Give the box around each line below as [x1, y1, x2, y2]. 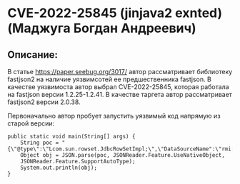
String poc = [20, 139, 59, 146]
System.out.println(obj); [20, 164, 98, 171]
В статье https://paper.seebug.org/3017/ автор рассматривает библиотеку [7, 68, 233, 76]
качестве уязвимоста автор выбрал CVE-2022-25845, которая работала [7, 83, 230, 91]
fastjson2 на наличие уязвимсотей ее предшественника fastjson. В [7, 75, 212, 83]
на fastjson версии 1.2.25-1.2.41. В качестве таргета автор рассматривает [7, 91, 232, 98]
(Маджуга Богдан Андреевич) [7, 20, 196, 36]
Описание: [7, 48, 59, 61]
